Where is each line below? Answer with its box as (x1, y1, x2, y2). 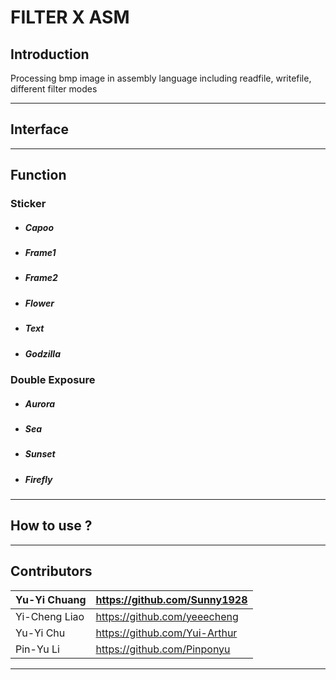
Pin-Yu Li (15, 642, 60, 656)
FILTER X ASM (10, 6, 130, 29)
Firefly (24, 473, 53, 485)
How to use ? (10, 517, 93, 535)
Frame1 (24, 247, 57, 259)
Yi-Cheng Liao (15, 609, 85, 623)
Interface (10, 121, 69, 138)
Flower (24, 297, 55, 309)
